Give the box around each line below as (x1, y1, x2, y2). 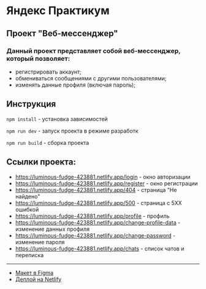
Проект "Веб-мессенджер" (6, 28, 118, 39)
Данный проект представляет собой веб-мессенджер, (6, 47, 181, 55)
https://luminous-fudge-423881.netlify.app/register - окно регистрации (15, 179, 198, 187)
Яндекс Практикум (6, 4, 110, 18)
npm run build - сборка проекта (6, 139, 90, 146)
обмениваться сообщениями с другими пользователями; (15, 74, 167, 82)
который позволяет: (6, 54, 71, 63)
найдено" (15, 193, 40, 200)
